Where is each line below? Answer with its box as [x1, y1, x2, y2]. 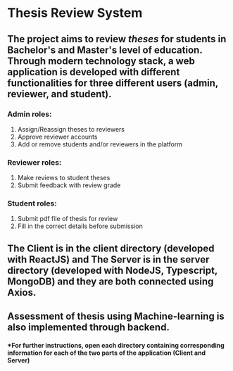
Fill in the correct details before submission [17, 222, 143, 230]
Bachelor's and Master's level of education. [7, 44, 203, 56]
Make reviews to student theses [17, 174, 111, 182]
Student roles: [7, 199, 58, 208]
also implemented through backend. [7, 322, 170, 334]
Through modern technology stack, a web [7, 55, 195, 67]
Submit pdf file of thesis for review [17, 215, 118, 223]
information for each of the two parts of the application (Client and [7, 348, 206, 357]
